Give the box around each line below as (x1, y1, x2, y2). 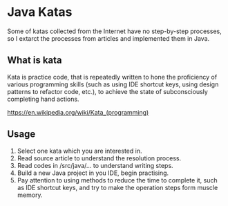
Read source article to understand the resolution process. (17, 153, 182, 162)
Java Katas (7, 4, 73, 20)
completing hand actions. (7, 95, 79, 103)
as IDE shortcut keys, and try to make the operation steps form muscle (17, 183, 218, 191)
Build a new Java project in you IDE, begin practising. (17, 169, 169, 177)
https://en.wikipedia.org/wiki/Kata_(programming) (7, 108, 149, 116)
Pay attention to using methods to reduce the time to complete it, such (17, 176, 218, 184)
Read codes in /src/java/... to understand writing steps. (17, 161, 174, 169)
